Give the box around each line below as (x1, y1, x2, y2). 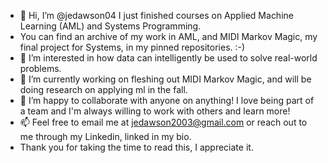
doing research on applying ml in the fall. (19, 84, 188, 95)
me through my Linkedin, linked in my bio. (19, 131, 192, 142)
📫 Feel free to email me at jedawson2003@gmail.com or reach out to (19, 116, 308, 128)
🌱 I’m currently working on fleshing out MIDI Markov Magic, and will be (19, 73, 312, 85)
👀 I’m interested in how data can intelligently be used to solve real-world (19, 52, 318, 64)
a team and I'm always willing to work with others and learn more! (19, 105, 291, 117)
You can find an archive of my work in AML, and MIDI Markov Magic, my (19, 31, 318, 42)
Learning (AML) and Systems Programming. (19, 20, 202, 32)
